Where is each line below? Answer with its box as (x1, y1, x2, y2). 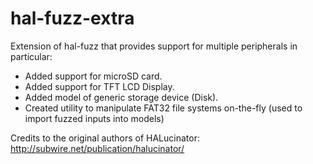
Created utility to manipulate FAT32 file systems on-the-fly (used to (24, 102, 303, 114)
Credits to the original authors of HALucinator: (10, 132, 200, 144)
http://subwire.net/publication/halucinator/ (10, 142, 185, 154)
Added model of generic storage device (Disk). (24, 91, 219, 103)
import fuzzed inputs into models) (24, 112, 165, 124)
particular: (10, 50, 53, 62)
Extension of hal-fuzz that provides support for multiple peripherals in (10, 40, 298, 52)
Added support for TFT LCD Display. (24, 80, 175, 92)
